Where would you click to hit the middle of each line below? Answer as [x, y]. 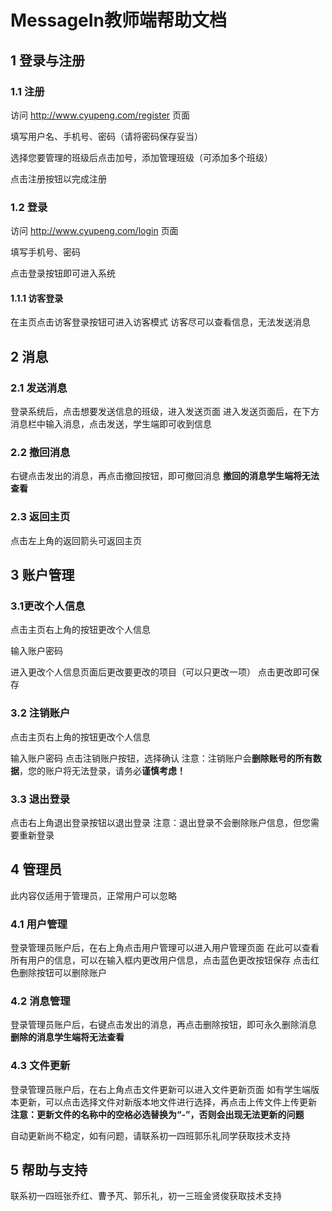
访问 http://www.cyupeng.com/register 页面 [100, 115]
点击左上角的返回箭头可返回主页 [76, 540]
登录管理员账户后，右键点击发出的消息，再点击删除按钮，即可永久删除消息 [163, 1025]
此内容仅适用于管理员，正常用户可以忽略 [93, 895]
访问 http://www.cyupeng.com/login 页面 [94, 231]
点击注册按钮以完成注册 [58, 178]
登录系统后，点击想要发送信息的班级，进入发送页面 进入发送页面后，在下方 [165, 412]
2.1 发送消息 [39, 388]
